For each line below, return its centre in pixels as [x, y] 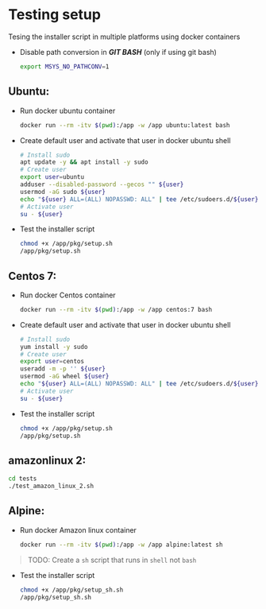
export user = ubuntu [52, 177]
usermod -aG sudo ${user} [62, 192]
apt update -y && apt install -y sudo [84, 162]
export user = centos [52, 362]
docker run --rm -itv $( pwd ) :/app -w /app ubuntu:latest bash [125, 125]
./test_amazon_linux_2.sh [51, 487]
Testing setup [55, 15]
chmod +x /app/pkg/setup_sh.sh [71, 590]
